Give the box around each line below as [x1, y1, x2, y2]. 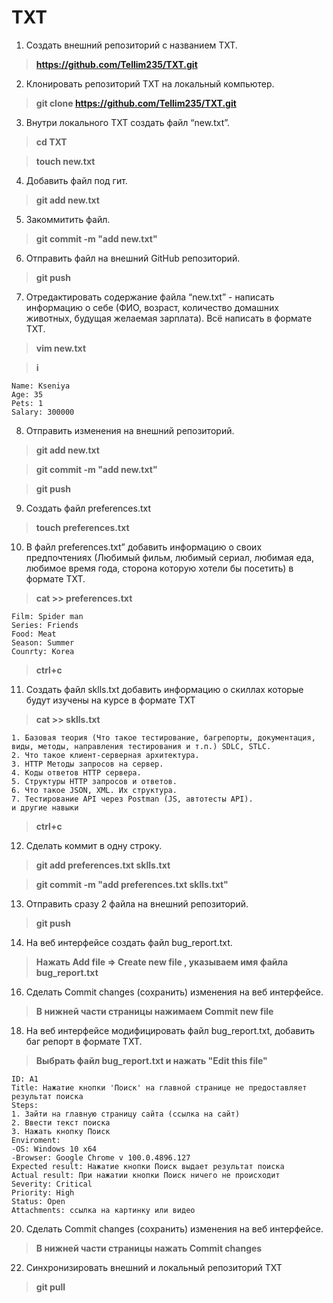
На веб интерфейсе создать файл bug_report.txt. [25, 936, 233, 948]
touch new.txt [35, 155, 96, 167]
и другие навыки [11, 802, 79, 813]
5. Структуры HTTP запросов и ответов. [11, 776, 178, 786]
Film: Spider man [11, 611, 84, 621]
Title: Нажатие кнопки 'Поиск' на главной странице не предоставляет [11, 1082, 308, 1093]
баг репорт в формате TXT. [25, 1035, 143, 1047]
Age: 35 [11, 389, 44, 400]
